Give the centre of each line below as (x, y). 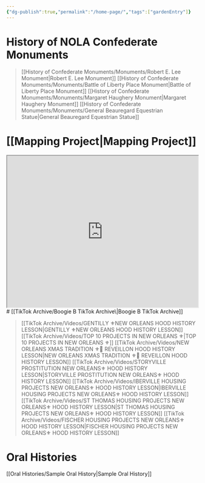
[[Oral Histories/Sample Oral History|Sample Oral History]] (79, 474)
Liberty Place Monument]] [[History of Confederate (85, 91)
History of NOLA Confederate (82, 42)
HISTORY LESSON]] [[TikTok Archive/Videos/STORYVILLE (94, 362)
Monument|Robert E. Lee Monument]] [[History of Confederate (100, 78)
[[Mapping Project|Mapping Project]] (101, 141)
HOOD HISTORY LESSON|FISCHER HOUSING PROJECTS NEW (99, 426)
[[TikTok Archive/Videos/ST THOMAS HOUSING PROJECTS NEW (103, 400)
